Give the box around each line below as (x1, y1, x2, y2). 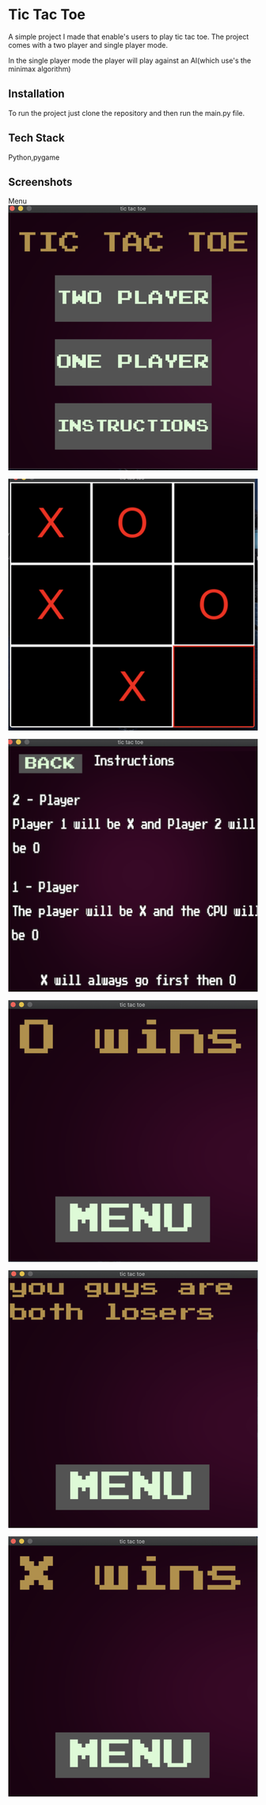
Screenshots (8, 175, 73, 188)
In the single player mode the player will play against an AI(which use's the (8, 56, 252, 65)
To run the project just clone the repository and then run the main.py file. (8, 108, 245, 118)
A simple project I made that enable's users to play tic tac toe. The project (8, 32, 249, 41)
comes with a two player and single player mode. (8, 40, 169, 49)
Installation (8, 87, 65, 101)
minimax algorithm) (8, 64, 71, 73)
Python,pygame (8, 153, 60, 162)
